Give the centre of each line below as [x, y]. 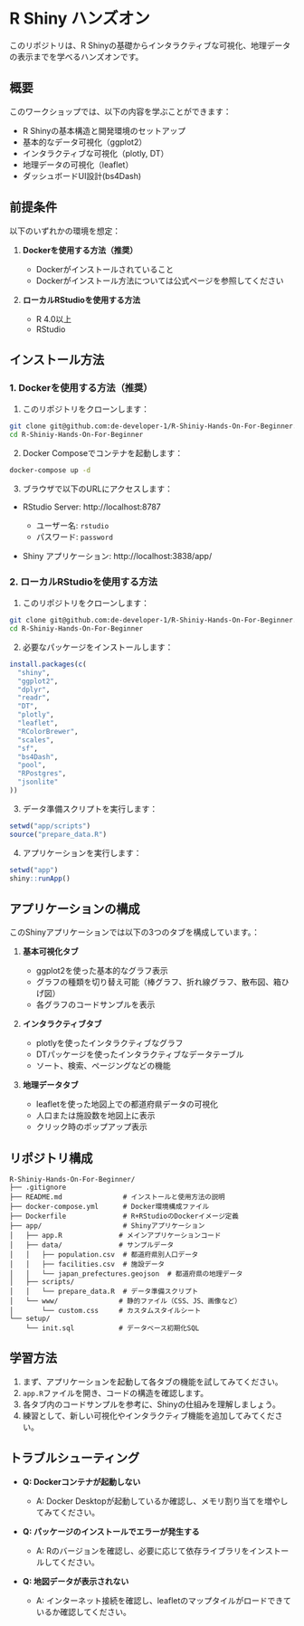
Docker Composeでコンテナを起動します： [103, 453]
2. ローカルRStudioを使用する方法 [84, 582]
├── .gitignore [38, 1188]
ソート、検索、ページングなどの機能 [104, 1066]
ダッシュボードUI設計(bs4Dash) [82, 176]
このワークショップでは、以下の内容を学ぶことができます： [120, 111]
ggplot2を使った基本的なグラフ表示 [102, 971]
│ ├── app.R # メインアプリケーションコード [115, 1236]
